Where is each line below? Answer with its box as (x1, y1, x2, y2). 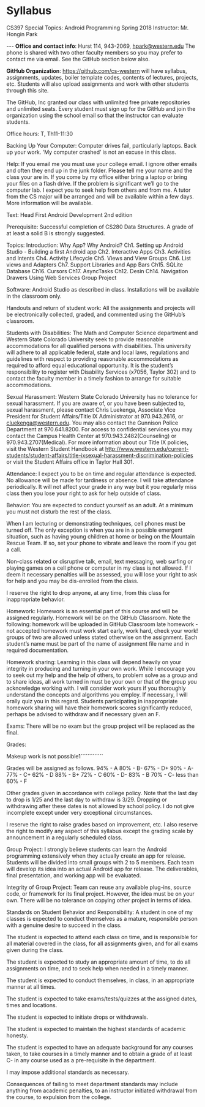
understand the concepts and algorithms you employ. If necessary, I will (6, 690, 188, 698)
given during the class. (6, 946, 64, 953)
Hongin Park (6, 30, 38, 37)
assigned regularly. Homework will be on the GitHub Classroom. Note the (6, 614, 191, 621)
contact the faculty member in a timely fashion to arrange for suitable (6, 374, 182, 382)
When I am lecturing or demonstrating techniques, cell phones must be (6, 519, 185, 527)
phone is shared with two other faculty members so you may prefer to (6, 48, 182, 56)
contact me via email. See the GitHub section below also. (6, 55, 150, 62)
